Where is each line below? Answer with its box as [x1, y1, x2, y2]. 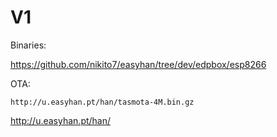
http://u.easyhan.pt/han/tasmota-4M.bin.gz [10, 97, 195, 107]
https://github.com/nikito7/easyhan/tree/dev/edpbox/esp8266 [10, 58, 267, 70]
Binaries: [10, 39, 47, 51]
